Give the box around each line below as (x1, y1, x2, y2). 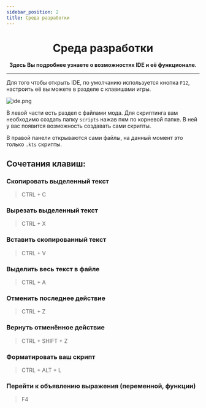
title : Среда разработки (6, 15, 70, 21)
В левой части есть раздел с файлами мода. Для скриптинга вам (6, 109, 178, 117)
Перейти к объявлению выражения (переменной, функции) (6, 382, 196, 390)
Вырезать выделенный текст (6, 206, 98, 215)
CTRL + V (21, 249, 46, 256)
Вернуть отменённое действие (6, 323, 105, 332)
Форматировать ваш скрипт (6, 352, 96, 361)
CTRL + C (21, 191, 47, 198)
